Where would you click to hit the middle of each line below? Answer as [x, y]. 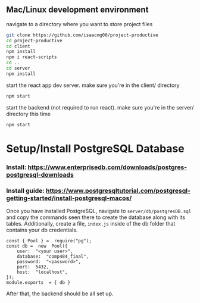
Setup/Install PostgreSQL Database [95, 149]
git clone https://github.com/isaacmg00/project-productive [82, 35]
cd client [18, 46]
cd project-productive [34, 40]
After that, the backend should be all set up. [60, 293]
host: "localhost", [42, 272]
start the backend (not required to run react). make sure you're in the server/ [100, 107]
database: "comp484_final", [53, 256]
